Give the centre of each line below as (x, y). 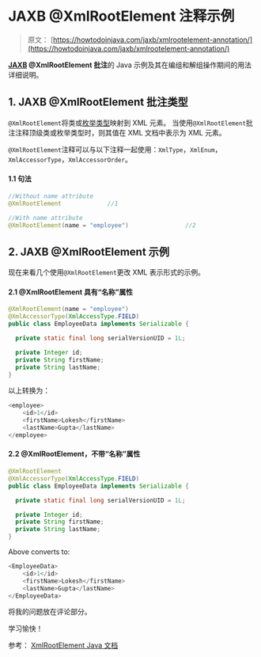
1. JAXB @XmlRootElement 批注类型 (98, 103)
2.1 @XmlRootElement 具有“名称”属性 (70, 292)
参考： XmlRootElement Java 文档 (63, 645)
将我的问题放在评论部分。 (50, 612)
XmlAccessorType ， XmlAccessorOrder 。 (70, 159)
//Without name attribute (51, 196)
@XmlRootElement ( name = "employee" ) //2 (102, 225)
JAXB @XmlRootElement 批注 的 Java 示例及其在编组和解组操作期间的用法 (130, 65)
